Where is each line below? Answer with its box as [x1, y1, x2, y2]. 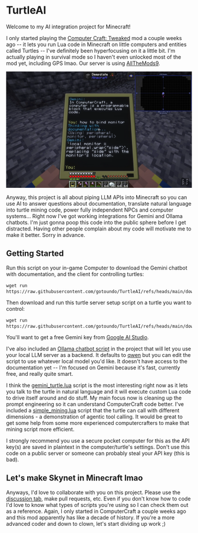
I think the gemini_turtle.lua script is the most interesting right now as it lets [6, 382, 188, 389]
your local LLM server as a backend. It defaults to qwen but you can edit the [6, 351, 191, 358]
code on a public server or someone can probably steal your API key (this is [6, 450, 190, 457]
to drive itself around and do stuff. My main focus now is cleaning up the [6, 394, 182, 401]
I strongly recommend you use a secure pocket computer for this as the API [6, 437, 190, 444]
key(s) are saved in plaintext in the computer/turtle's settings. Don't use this [6, 443, 190, 450]
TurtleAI [6, 4, 47, 17]
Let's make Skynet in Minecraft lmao [6, 473, 143, 483]
